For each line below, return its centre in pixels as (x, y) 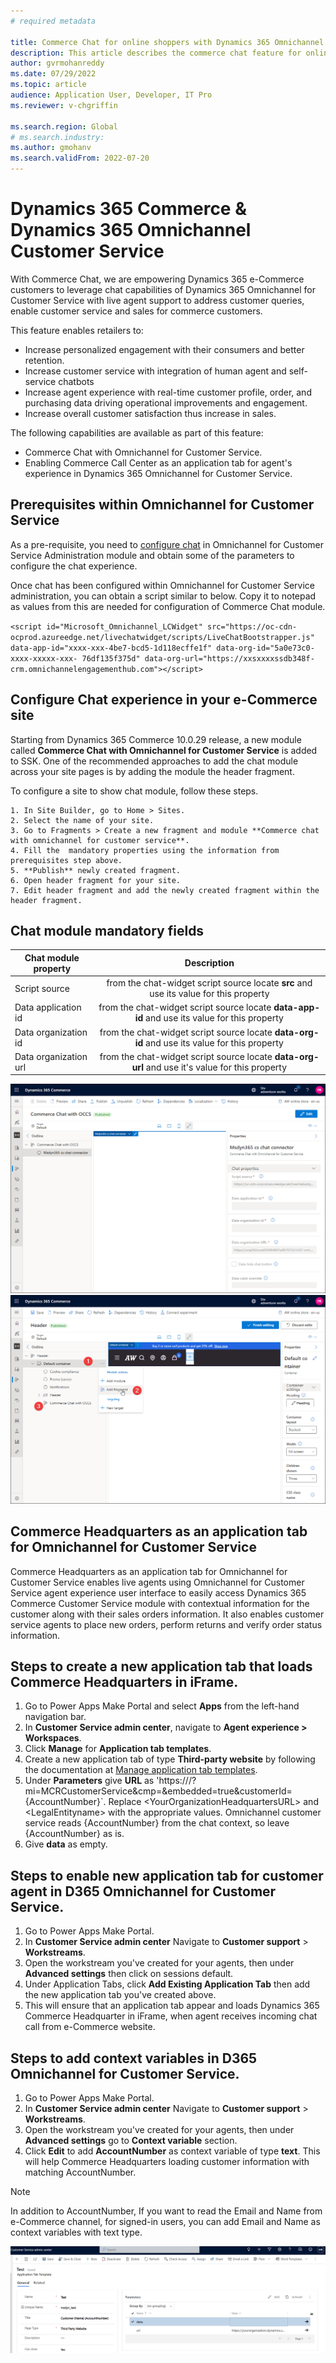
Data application (48, 1007)
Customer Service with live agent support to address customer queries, (157, 300)
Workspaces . (53, 1738)
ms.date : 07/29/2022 (53, 74)
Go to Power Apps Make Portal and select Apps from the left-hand (162, 1706)
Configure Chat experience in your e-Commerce (164, 700)
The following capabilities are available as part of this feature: (137, 432)
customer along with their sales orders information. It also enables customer (167, 1614)
